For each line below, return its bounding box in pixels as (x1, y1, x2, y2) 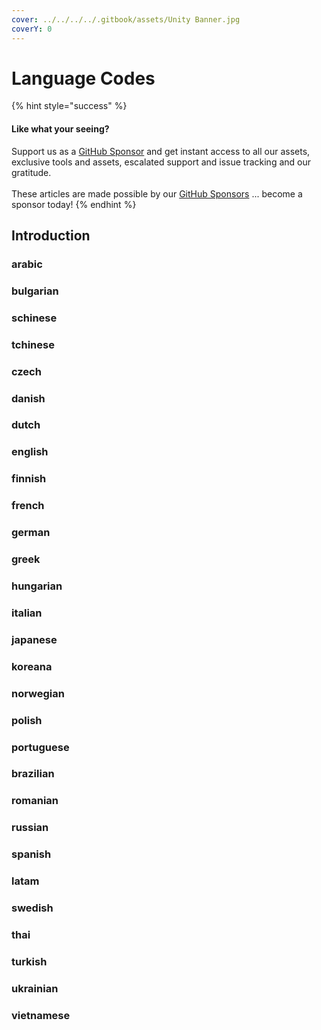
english (11, 445, 49, 459)
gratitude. (11, 166, 52, 178)
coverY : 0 (11, 24, 53, 34)
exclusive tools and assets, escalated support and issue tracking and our (11, 156, 312, 168)
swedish (11, 901, 54, 915)
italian (11, 606, 43, 620)
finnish (11, 472, 47, 486)
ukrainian (11, 981, 59, 995)
